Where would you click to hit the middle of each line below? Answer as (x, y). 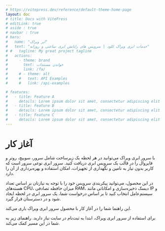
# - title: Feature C (30, 115)
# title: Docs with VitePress (37, 19)
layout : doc (18, 14)
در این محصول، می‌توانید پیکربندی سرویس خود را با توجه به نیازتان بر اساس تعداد (79, 183)
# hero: (14, 38)
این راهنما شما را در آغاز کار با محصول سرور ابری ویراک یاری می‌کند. (68, 208)
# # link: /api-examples (38, 83)
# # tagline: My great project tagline (49, 51)
